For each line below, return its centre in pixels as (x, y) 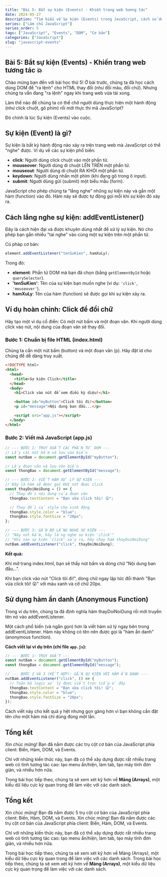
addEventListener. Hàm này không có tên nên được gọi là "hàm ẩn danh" (80, 632)
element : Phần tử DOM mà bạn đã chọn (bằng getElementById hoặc (82, 273)
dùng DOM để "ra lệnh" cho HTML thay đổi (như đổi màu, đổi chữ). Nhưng (81, 87)
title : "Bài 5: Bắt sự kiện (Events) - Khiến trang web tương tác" (77, 10)
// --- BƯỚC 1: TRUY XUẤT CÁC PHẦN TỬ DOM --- (58, 448)
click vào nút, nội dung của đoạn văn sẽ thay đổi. (55, 327)
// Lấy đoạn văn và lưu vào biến (42, 466)
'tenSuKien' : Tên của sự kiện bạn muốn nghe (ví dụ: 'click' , (75, 283)
